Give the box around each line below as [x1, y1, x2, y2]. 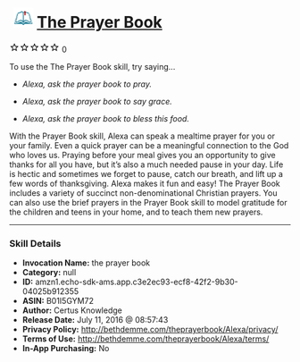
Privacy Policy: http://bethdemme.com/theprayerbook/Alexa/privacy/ [21, 324, 279, 335]
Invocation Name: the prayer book [21, 257, 150, 268]
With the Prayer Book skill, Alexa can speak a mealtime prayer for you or [9, 130, 275, 141]
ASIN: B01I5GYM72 [21, 296, 94, 307]
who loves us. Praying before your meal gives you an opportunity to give [9, 149, 276, 160]
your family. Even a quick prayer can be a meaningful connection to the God [9, 139, 289, 150]
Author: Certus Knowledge [21, 305, 122, 316]
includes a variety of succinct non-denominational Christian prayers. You [9, 187, 278, 198]
